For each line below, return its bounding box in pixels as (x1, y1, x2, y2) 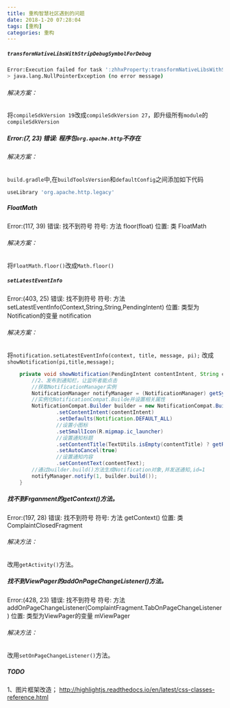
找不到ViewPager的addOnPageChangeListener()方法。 (7, 577, 168, 585)
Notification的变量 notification (7, 311, 91, 320)
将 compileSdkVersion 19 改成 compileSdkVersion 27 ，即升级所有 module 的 (7, 111, 209, 119)
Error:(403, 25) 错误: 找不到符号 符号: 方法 (7, 294, 125, 303)
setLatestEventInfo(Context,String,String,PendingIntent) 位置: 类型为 (7, 303, 200, 311)
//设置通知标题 (55, 434, 94, 441)
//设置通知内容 (55, 453, 94, 460)
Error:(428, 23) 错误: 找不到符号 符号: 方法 (7, 595, 125, 604)
